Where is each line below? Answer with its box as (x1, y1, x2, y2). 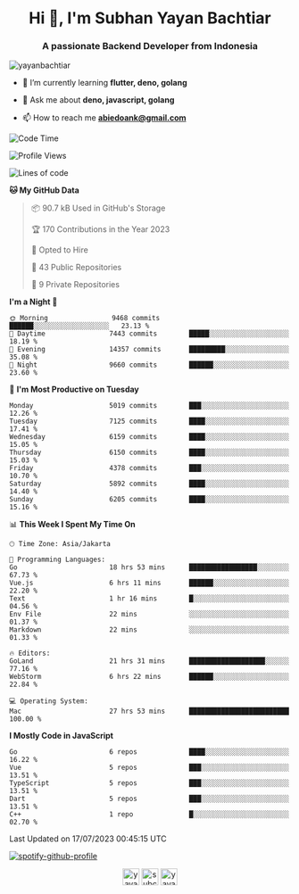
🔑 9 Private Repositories (30, 279, 120, 290)
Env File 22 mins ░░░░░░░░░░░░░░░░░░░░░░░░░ (9, 610, 290, 619)
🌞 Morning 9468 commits (9, 314, 161, 323)
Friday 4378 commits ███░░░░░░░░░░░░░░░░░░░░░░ (9, 464, 290, 473)
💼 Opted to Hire (30, 244, 89, 255)
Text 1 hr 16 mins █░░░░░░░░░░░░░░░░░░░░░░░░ (9, 594, 290, 603)
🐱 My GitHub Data (9, 185, 80, 195)
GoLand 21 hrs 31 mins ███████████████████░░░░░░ (9, 657, 290, 666)
